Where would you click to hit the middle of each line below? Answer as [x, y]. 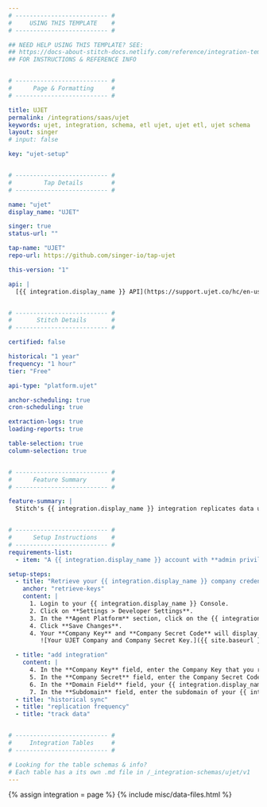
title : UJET [28, 110]
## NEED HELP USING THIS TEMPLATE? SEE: [76, 45]
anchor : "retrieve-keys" [64, 589]
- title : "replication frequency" [72, 707]
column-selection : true [48, 450]
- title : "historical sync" [62, 700]
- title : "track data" [53, 714]
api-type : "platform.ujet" [53, 386]
